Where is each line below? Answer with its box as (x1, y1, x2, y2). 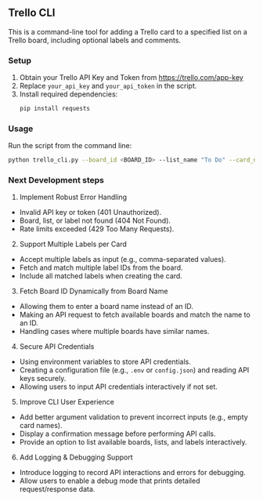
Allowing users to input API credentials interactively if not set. (19, 382, 218, 391)
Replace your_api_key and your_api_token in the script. (19, 82, 197, 91)
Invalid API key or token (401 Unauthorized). (19, 208, 162, 217)
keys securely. (19, 374, 67, 383)
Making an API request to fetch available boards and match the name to (19, 310, 250, 320)
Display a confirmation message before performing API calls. (19, 429, 216, 438)
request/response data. (19, 485, 95, 494)
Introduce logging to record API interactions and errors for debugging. (19, 468, 247, 477)
